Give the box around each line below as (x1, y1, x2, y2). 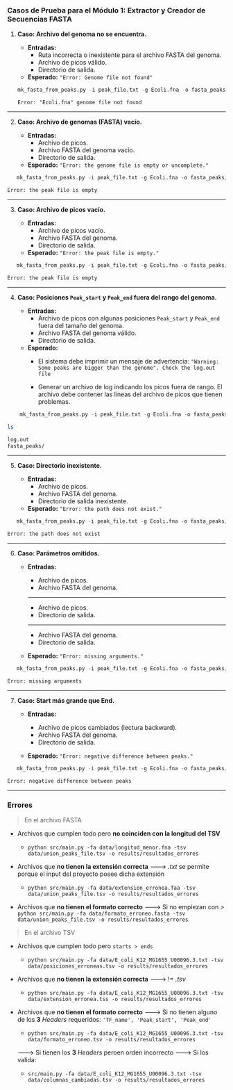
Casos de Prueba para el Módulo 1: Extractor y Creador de (7, 6, 206, 15)
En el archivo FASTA (24, 816, 82, 824)
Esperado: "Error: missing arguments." (27, 652, 144, 660)
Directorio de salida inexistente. (37, 497, 128, 505)
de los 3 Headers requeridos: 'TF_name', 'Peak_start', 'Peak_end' (17, 1016, 212, 1024)
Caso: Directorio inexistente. (17, 462, 102, 470)
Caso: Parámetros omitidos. (17, 549, 100, 558)
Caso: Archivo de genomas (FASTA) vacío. (17, 117, 142, 127)
